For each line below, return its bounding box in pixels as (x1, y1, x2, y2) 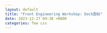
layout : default (5, 7, 38, 12)
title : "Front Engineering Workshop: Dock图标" (5, 12, 103, 16)
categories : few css (5, 20, 48, 26)
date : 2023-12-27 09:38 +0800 (5, 16, 67, 21)
